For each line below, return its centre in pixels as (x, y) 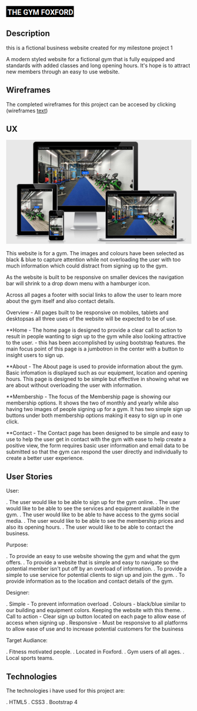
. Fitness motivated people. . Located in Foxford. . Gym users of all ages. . (95, 652)
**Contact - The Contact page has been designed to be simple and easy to (98, 433)
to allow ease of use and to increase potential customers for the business (95, 629)
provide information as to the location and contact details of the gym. (90, 581)
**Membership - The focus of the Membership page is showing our (89, 397)
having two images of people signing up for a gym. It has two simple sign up (98, 409)
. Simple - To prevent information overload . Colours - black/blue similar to (96, 604)
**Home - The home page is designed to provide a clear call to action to (94, 330)
